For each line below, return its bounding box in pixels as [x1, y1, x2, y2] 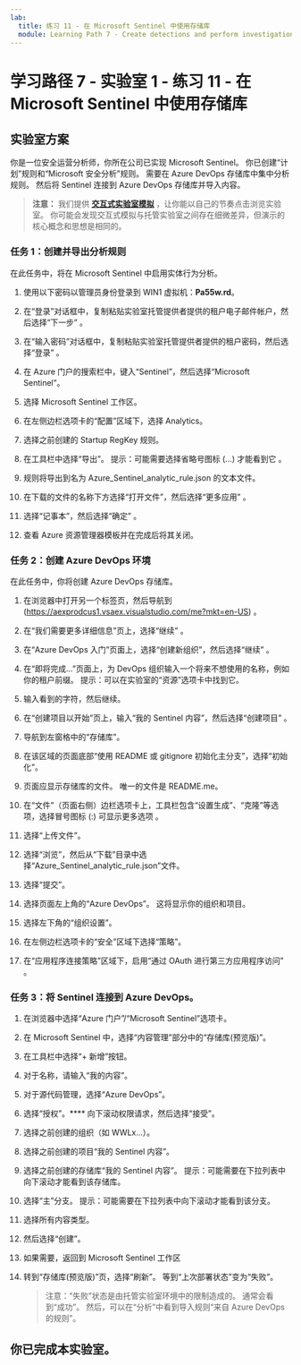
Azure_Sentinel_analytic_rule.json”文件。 [34, 860, 185, 871]
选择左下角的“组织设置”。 [22, 917, 117, 927]
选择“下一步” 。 [30, 317, 88, 328]
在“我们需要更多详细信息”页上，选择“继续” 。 [22, 625, 188, 636]
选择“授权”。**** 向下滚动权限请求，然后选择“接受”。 [22, 1108, 220, 1119]
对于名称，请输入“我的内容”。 [22, 1071, 133, 1081]
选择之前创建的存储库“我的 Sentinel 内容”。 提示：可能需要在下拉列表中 [22, 1165, 287, 1176]
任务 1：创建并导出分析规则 [10, 245, 127, 258]
